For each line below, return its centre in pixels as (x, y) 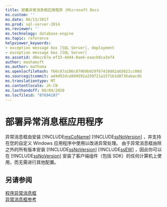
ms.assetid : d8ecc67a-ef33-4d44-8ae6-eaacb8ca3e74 (60, 57)
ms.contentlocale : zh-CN (31, 85)
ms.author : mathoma (26, 67)
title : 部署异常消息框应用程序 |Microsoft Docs (52, 10)
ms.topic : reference (27, 39)
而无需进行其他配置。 (36, 162)
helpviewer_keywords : (28, 43)
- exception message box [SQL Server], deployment (60, 48)
